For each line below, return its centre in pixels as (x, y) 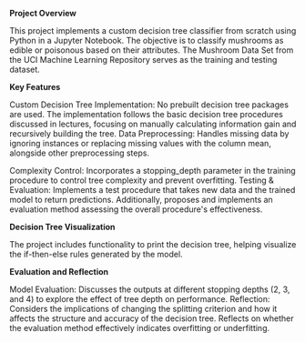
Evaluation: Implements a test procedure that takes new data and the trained (152, 190)
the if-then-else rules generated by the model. (97, 254)
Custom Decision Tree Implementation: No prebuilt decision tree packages (149, 105)
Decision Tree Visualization (62, 227)
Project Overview (43, 13)
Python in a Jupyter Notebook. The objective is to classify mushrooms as (147, 40)
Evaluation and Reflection (59, 272)
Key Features (35, 87)
